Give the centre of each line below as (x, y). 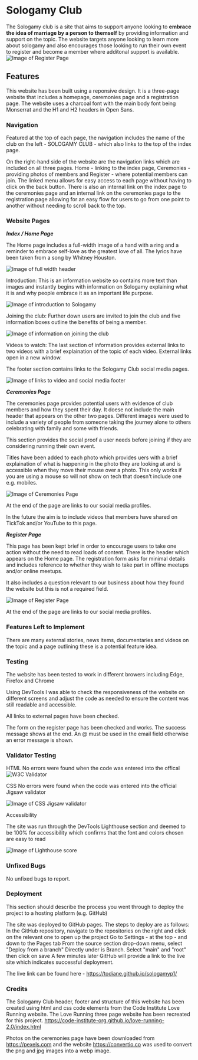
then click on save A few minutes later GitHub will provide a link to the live (96, 956)
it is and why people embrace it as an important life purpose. (80, 293)
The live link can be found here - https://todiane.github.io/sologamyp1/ (92, 973)
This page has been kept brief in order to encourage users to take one (91, 546)
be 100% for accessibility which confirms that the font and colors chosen (95, 833)
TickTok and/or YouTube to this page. (52, 524)
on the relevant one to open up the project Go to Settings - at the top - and (97, 937)
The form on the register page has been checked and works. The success (96, 727)
